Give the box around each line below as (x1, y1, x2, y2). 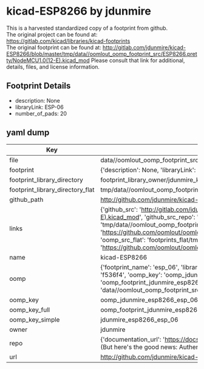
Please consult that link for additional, (90, 57, 185, 64)
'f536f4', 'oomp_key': (100, 271, 163, 279)
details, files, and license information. (6, 63, 100, 71)
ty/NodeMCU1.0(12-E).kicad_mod (6, 57, 90, 64)
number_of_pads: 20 (15, 109, 67, 117)
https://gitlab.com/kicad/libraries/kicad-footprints (6, 37, 131, 44)
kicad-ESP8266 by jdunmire (6, 4, 152, 18)
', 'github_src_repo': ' (139, 213, 199, 221)
